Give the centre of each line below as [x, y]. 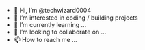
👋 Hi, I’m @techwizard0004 [52, 10]
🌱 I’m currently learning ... [50, 25]
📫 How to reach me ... [45, 40]
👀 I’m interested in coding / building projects [76, 18]
